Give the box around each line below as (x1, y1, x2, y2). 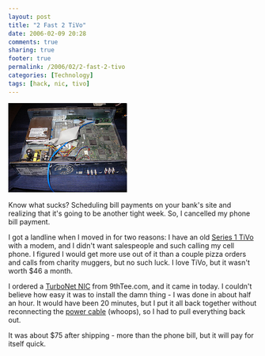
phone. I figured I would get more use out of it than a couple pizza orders (8, 249, 247, 258)
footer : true (8, 55, 51, 63)
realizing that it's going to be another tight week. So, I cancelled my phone (8, 209, 251, 218)
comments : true (8, 38, 59, 46)
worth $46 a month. (8, 266, 74, 275)
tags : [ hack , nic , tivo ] (8, 79, 90, 87)
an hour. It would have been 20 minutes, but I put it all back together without (8, 298, 257, 308)
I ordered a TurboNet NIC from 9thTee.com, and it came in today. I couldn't (8, 281, 252, 291)
